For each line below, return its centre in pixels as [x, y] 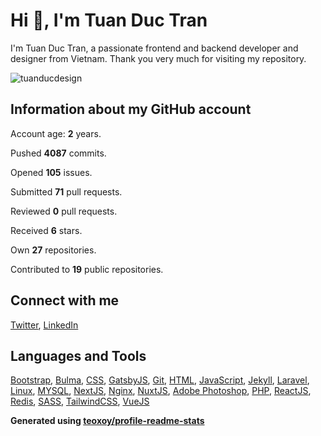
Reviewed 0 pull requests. [64, 211]
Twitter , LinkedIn [44, 325]
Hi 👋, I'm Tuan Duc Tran [109, 20]
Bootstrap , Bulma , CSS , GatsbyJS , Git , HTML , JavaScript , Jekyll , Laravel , [160, 380]
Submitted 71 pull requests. [66, 191]
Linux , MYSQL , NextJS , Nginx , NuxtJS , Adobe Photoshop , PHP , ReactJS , [161, 391]
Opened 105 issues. [51, 172]
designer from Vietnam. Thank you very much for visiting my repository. [158, 58]
